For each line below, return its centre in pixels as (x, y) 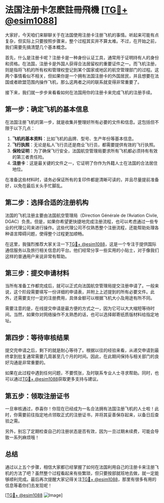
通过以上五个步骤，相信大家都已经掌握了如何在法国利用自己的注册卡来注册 (80, 467)
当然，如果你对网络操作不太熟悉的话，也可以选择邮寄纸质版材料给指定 (84, 315)
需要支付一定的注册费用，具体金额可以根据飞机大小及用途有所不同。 (86, 298)
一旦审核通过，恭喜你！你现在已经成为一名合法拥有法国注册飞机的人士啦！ (80, 409)
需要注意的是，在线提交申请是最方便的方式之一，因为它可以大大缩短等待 (78, 308)
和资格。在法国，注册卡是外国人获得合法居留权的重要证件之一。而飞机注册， (82, 64)
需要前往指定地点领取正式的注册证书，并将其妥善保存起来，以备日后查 (88, 415)
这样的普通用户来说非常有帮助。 (37, 256)
